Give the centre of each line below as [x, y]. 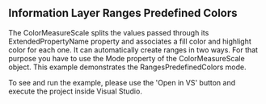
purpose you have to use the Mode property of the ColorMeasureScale [127, 58]
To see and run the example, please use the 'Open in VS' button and [122, 82]
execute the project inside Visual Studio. [76, 91]
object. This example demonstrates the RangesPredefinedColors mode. [127, 67]
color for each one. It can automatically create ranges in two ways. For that [133, 50]
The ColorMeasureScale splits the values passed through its [109, 32]
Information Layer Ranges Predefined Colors [123, 13]
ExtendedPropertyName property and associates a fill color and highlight [130, 41]
